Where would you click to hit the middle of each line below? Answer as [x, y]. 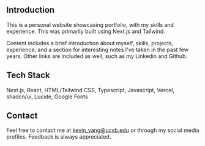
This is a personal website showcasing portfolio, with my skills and [90, 24]
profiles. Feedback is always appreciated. [59, 137]
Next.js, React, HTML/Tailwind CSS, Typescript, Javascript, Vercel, [91, 90]
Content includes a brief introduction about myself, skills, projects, [90, 43]
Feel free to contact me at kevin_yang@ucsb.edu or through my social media [103, 130]
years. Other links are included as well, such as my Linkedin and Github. [97, 56]
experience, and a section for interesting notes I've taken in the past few [97, 49]
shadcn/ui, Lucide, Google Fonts [47, 97]
